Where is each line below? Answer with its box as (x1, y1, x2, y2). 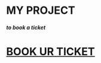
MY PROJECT (6, 4, 76, 17)
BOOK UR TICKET (6, 44, 96, 58)
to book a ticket (6, 23, 46, 31)
